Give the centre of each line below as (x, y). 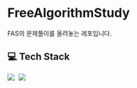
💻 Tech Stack (39, 57)
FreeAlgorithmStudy (68, 13)
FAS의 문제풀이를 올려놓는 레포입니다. (60, 33)
